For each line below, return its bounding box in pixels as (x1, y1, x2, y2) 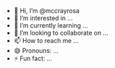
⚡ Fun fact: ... (13, 54, 52, 62)
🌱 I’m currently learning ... (13, 22, 89, 29)
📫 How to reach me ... (13, 37, 79, 44)
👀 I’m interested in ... (13, 14, 73, 22)
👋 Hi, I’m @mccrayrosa (13, 7, 80, 15)
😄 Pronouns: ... (13, 46, 59, 55)
